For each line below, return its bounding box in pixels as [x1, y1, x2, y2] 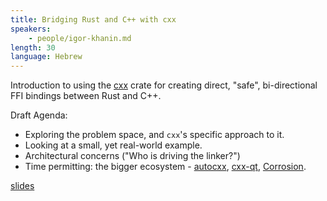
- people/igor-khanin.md [28, 33, 132, 43]
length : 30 [10, 42, 56, 53]
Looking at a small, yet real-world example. [24, 139, 203, 151]
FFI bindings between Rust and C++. [10, 90, 162, 102]
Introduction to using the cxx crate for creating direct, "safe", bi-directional [10, 79, 318, 91]
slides [10, 180, 35, 192]
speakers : [10, 24, 52, 34]
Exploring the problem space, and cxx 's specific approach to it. [24, 129, 285, 141]
